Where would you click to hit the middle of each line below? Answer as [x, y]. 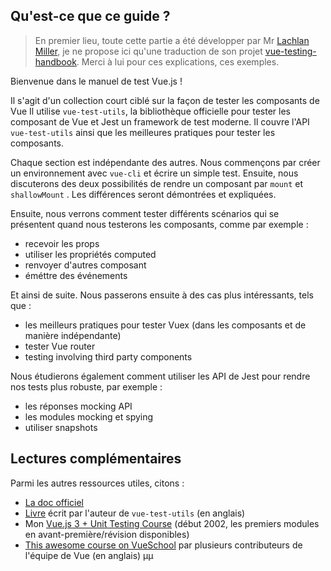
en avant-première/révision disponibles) [107, 534]
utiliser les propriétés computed [90, 254]
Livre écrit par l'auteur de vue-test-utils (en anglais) [135, 513]
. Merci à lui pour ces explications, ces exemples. [178, 61]
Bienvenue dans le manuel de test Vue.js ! [96, 81]
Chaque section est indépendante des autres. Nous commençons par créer [165, 162]
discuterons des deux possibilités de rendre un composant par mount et [156, 183]
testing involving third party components [108, 356]
